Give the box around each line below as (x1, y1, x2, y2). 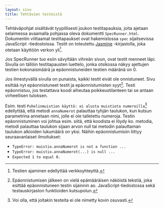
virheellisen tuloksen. (5, 92, 48, 98)
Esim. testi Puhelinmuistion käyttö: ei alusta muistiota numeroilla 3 (5, 102, 147, 109)
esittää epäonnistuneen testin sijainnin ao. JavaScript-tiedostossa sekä (12, 183, 155, 188)
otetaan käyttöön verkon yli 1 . (5, 46, 62, 53)
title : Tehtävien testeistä (5, 12, 62, 17)
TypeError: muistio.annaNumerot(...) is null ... (12, 150, 116, 155)
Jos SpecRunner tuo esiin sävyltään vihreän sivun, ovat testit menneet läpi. (5, 56, 156, 62)
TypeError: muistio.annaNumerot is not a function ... (12, 144, 126, 149)
